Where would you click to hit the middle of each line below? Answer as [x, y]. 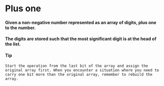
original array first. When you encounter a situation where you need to [82, 70]
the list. [13, 44]
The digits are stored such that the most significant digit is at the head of [81, 39]
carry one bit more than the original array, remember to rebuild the [79, 74]
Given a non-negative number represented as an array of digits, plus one [81, 22]
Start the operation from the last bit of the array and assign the [77, 66]
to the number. [20, 28]
